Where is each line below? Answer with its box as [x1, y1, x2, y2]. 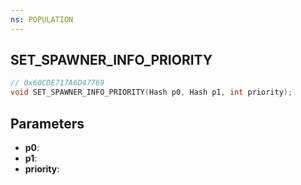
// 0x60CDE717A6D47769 [10, 78, 105, 88]
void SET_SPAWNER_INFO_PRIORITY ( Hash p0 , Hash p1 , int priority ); [10, 87, 293, 98]
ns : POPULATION [10, 14, 74, 25]
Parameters [10, 115, 85, 132]
